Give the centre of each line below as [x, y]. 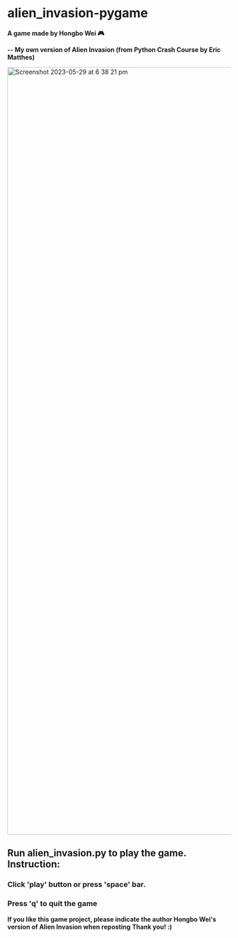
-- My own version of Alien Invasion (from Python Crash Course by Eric [114, 49]
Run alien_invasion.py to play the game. [97, 853]
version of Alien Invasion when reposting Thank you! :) [90, 927]
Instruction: [34, 864]
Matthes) [21, 57]
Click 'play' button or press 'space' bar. [77, 885]
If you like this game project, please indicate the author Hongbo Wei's [112, 919]
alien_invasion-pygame [78, 13]
